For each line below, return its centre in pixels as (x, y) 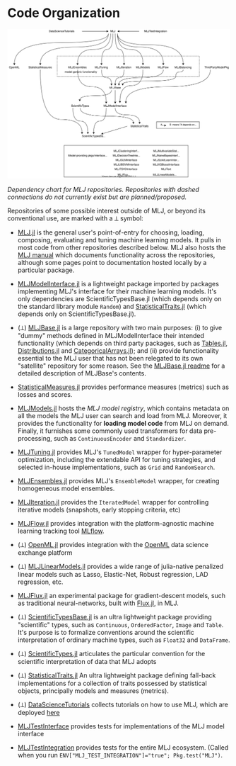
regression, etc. (40, 582)
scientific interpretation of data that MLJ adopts (87, 662)
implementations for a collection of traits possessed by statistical (112, 683)
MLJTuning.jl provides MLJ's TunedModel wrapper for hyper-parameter (120, 452)
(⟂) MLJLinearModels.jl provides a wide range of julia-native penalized (120, 567)
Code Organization (64, 13)
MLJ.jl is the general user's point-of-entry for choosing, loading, (111, 232)
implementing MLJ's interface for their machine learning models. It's (117, 291)
